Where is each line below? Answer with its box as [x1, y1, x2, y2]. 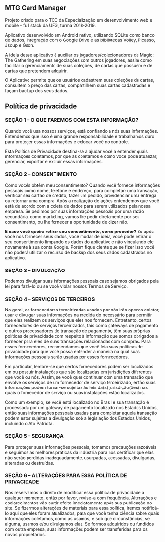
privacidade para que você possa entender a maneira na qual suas [5, 349, 140, 355]
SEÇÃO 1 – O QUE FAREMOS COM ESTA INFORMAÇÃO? [5, 117, 138, 124]
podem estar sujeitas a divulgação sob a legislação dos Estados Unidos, [5, 415, 151, 421]
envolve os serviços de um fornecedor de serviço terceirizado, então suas [5, 380, 156, 386]
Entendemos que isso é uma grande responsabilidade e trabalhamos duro [5, 133, 155, 139]
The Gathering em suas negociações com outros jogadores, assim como [5, 57, 152, 63]
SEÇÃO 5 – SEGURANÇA [5, 433, 64, 440]
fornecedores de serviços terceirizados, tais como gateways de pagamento [5, 323, 158, 329]
